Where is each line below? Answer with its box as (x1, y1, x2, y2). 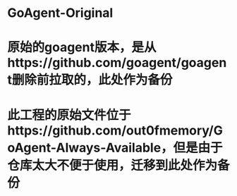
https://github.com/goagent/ (7, 55, 181, 71)
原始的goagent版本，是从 (7, 39, 157, 56)
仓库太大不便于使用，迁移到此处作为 (7, 157, 218, 173)
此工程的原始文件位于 (7, 107, 132, 123)
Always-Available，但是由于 (56, 140, 224, 156)
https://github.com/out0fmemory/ (7, 122, 214, 138)
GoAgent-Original (7, 5, 114, 21)
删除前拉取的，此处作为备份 (11, 72, 173, 88)
